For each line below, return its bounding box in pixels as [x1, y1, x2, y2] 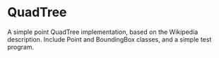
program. [7, 42, 35, 51]
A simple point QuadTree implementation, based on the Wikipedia [7, 28, 199, 36]
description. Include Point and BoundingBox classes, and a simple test [7, 35, 212, 43]
